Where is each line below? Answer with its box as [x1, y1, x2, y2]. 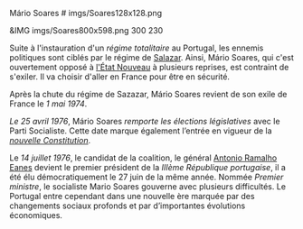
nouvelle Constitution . [9, 135, 91, 145]
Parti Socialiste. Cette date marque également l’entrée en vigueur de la [9, 125, 273, 136]
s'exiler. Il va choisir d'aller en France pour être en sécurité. [9, 71, 231, 82]
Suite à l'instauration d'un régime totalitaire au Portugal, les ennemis [9, 42, 264, 53]
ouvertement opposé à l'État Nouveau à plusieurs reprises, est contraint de [9, 62, 289, 72]
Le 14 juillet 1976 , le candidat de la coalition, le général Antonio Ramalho [9, 152, 278, 163]
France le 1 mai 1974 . [9, 98, 88, 109]
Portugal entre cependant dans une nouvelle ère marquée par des [9, 191, 255, 201]
